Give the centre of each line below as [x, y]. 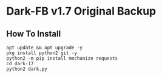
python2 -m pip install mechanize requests [62, 58]
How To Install [34, 34]
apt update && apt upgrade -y [45, 48]
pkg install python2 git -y [42, 53]
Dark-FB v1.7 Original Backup [81, 11]
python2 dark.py [27, 69]
